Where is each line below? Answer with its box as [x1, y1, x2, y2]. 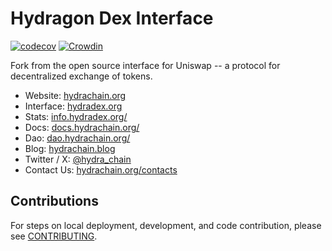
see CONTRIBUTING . [10, 230, 98, 242]
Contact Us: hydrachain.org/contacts [24, 163, 178, 176]
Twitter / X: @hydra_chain [24, 153, 132, 165]
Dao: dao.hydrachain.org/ [24, 132, 131, 144]
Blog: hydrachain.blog [24, 142, 116, 154]
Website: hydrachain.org [24, 89, 127, 101]
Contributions [10, 193, 99, 210]
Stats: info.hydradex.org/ [24, 110, 128, 122]
